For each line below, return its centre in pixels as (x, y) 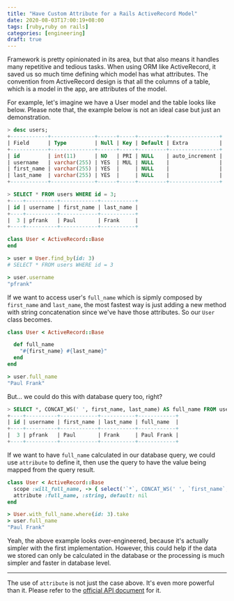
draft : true (24, 40)
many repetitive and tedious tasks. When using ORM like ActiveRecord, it (111, 67)
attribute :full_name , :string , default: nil (81, 495)
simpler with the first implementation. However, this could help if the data (112, 548)
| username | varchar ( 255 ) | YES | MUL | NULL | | (115, 162)
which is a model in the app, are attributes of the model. (87, 89)
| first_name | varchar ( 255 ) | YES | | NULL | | (115, 169)
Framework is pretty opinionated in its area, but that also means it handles (113, 59)
